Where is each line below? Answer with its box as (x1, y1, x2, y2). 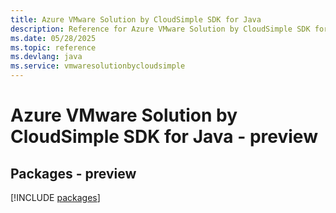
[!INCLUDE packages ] (10, 192, 101, 203)
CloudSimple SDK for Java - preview (10, 126, 318, 148)
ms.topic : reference (10, 42, 97, 53)
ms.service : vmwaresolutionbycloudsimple (10, 61, 186, 71)
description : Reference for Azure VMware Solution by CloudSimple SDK (10, 24, 311, 34)
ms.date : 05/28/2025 (10, 33, 97, 43)
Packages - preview (10, 165, 137, 182)
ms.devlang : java (10, 52, 83, 62)
